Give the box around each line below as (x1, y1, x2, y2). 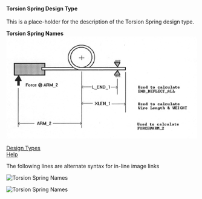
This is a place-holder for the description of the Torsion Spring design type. (6, 18, 195, 25)
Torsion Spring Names (6, 30, 64, 37)
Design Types (6, 145, 41, 152)
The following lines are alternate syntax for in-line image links (6, 163, 160, 170)
